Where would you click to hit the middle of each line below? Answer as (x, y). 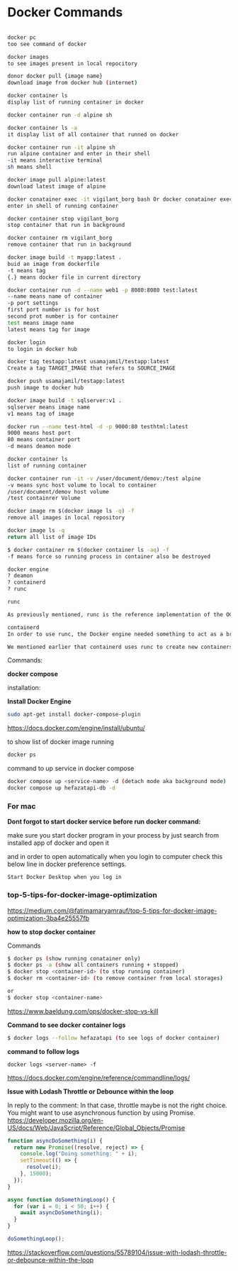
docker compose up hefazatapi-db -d (61, 788)
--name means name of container (55, 296)
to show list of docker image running (61, 742)
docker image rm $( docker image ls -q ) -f (71, 511)
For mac (22, 806)
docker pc (22, 37)
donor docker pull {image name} (55, 76)
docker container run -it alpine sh (61, 147)
